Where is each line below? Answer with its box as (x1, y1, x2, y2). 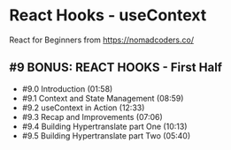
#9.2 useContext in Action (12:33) (21, 102, 145, 113)
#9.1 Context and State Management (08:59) (21, 93, 184, 103)
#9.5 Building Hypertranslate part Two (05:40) (21, 130, 191, 141)
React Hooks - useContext (9, 5, 207, 26)
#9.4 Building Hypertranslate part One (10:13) (21, 121, 188, 131)
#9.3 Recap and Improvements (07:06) (21, 111, 164, 122)
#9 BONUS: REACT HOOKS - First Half (9, 60, 223, 75)
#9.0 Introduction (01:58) (21, 83, 113, 94)
